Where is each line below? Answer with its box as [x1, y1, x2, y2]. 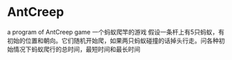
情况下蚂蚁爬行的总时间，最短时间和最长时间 [12, 45, 140, 53]
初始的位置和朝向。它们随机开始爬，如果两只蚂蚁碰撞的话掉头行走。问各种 [7, 36, 219, 45]
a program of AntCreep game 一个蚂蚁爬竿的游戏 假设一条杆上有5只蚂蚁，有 [7, 28, 224, 36]
